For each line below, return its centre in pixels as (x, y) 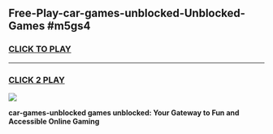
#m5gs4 (69, 26)
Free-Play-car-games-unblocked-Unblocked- (127, 13)
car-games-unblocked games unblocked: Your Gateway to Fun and (124, 112)
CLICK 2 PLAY (37, 80)
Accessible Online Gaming (54, 121)
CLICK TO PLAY (40, 50)
